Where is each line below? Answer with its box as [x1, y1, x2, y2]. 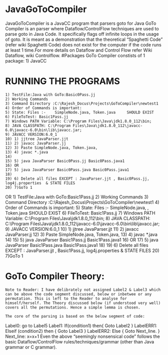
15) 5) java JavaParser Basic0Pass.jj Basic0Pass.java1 [5, 158, 125, 164]
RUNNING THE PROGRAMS [5, 76, 120, 87]
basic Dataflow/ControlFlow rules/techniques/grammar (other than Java [5, 338, 154, 344]
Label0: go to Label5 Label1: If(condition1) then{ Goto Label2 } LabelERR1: [5, 322, 157, 329]
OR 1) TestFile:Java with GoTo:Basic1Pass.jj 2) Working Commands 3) [5, 193, 149, 200]
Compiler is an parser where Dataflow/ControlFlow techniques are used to [5, 25, 159, 31]
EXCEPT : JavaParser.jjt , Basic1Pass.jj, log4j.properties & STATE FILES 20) [5, 247, 159, 253]
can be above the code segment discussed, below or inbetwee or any [5, 291, 152, 296]
